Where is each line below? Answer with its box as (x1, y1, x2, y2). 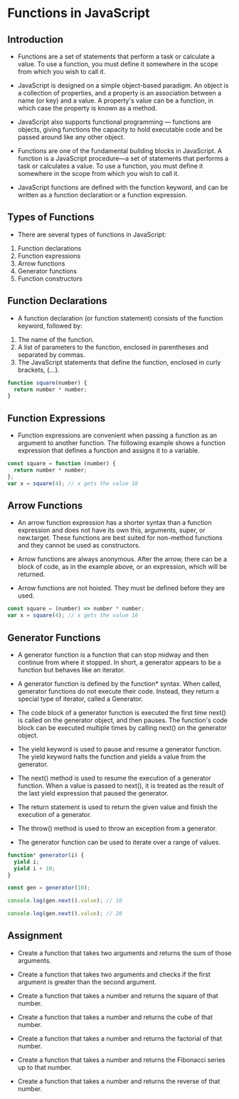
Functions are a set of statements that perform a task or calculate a (17, 52, 216, 61)
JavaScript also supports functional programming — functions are (17, 118, 212, 126)
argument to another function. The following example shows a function (17, 439, 226, 447)
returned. (17, 570, 46, 578)
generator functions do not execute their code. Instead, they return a (17, 687, 219, 695)
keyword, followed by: (17, 321, 83, 330)
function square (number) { (7, 379, 87, 386)
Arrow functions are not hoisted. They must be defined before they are (17, 584, 225, 593)
